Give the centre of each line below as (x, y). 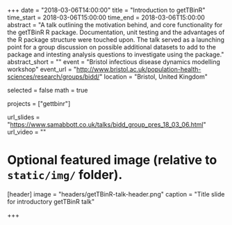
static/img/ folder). (65, 175)
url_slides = (24, 117)
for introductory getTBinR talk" (51, 201)
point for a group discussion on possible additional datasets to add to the (112, 47)
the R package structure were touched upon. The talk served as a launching (116, 40)
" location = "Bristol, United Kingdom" (154, 77)
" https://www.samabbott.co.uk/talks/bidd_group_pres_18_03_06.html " (107, 124)
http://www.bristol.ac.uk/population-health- (139, 69)
